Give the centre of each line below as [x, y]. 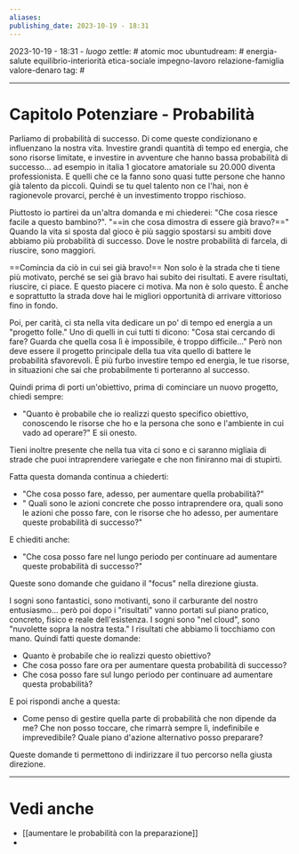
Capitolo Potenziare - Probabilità [132, 114]
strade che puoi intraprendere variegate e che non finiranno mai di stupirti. [146, 460]
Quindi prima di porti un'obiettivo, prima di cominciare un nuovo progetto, [144, 387]
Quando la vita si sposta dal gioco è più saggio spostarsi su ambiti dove [141, 231]
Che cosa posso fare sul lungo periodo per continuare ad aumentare [147, 675]
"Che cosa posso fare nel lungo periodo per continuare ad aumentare [149, 557]
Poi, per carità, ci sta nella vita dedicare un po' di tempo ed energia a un [141, 323]
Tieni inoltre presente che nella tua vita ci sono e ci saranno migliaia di [138, 450]
